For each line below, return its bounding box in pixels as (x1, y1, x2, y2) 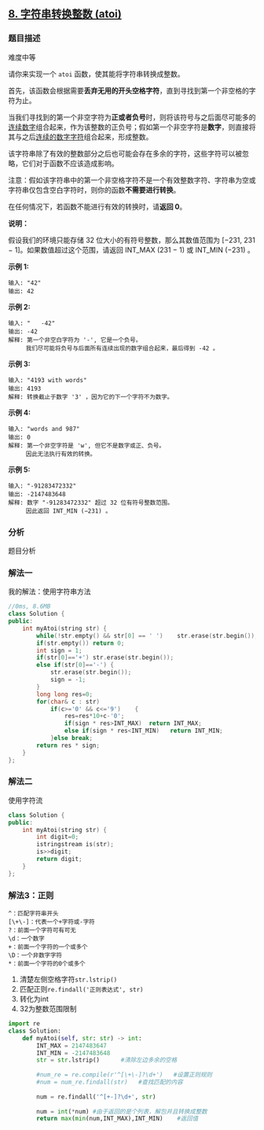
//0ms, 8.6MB (8, 602, 51, 611)
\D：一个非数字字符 (8, 951, 63, 959)
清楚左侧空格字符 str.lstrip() (19, 974, 118, 984)
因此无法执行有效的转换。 (25, 450, 97, 458)
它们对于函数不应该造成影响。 (21, 158, 119, 167)
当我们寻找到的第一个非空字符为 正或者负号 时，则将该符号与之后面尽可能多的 (8, 112, 256, 122)
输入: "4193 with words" (8, 376, 87, 384)
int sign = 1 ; (36, 646, 82, 654)
